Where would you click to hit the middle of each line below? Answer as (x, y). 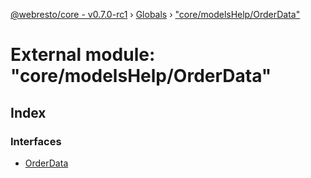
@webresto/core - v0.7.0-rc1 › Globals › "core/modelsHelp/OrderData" (155, 14)
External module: (83, 55)
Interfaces (36, 141)
